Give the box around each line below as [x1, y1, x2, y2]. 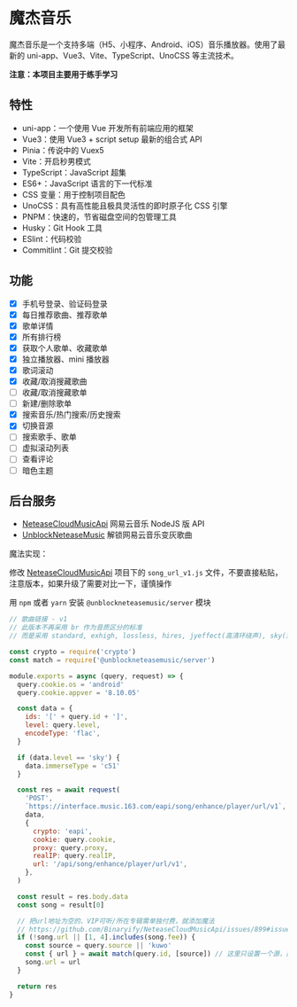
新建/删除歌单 [21, 398, 72, 409]
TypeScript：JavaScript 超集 [21, 167, 126, 177]
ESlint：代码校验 [21, 233, 82, 244]
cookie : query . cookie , [32, 835, 117, 844]
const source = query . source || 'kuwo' [25, 941, 172, 950]
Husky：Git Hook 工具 [21, 222, 103, 233]
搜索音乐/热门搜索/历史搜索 [21, 410, 121, 420]
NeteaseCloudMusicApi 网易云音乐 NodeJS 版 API [21, 519, 205, 529]
